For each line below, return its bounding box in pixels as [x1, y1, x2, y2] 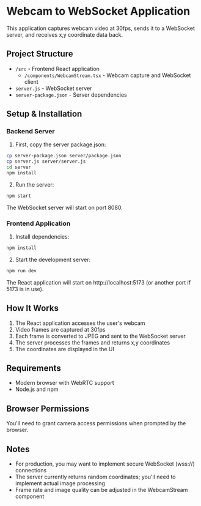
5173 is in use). [6, 285, 44, 292]
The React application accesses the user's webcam [15, 319, 145, 327]
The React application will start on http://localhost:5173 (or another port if [6, 278, 191, 286]
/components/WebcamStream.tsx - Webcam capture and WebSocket [24, 72, 191, 79]
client [24, 78, 38, 85]
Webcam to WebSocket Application [6, 4, 191, 18]
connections [15, 467, 47, 474]
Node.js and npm [15, 385, 59, 393]
